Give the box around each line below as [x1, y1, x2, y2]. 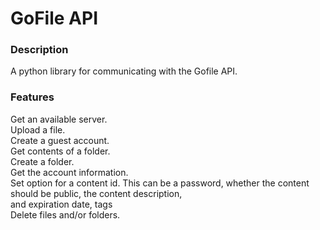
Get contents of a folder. [10, 145, 111, 157]
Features [10, 90, 55, 104]
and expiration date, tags [10, 198, 113, 210]
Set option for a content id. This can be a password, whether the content [10, 177, 310, 189]
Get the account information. [10, 166, 129, 178]
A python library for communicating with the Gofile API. [10, 65, 238, 77]
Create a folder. [10, 155, 75, 167]
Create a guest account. [10, 134, 110, 146]
